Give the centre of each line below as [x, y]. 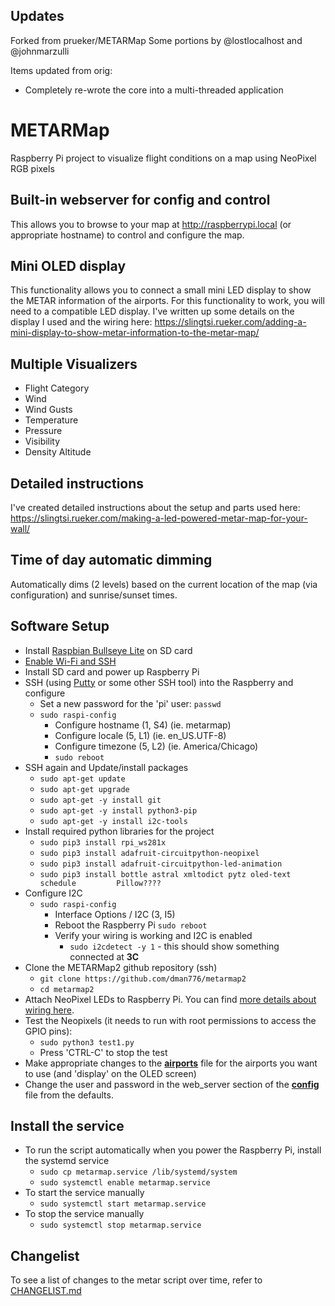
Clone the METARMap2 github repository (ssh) [121, 967]
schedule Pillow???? [100, 883]
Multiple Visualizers [74, 364]
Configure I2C [53, 893]
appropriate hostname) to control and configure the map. [127, 235]
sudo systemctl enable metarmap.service [125, 1183]
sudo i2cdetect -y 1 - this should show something [174, 946]
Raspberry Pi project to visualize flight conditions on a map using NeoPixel [163, 158]
